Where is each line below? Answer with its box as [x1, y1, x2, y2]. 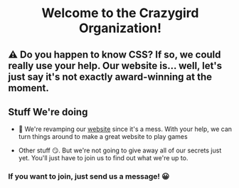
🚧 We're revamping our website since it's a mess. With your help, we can [18, 125, 233, 133]
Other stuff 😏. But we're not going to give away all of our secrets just [18, 146, 222, 155]
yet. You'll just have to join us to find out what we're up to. [18, 154, 188, 162]
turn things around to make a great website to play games [18, 132, 188, 141]
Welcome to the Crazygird [41, 5, 199, 21]
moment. [8, 82, 49, 94]
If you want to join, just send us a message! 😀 [8, 172, 170, 182]
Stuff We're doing [8, 105, 88, 118]
